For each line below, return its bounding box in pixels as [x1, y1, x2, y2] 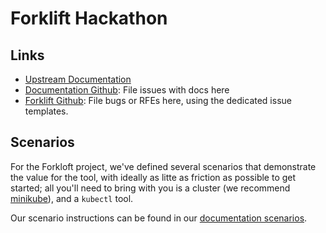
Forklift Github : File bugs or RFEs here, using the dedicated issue [24, 95, 292, 106]
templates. [24, 105, 69, 117]
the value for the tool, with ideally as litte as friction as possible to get [10, 171, 297, 183]
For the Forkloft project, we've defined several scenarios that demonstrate [10, 160, 317, 172]
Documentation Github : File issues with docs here [24, 84, 230, 96]
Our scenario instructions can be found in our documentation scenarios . [10, 212, 308, 224]
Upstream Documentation [24, 73, 132, 85]
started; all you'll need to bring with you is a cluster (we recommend [10, 182, 291, 194]
